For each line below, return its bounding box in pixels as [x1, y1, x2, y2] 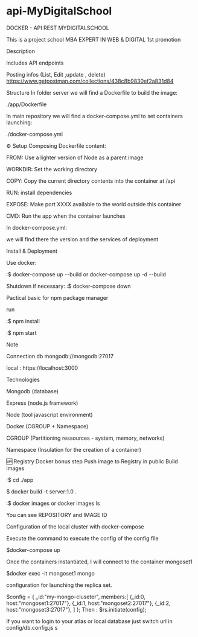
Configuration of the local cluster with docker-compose [6, 523, 144, 530]
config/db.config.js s [6, 624, 59, 631]
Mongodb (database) [6, 387, 59, 395]
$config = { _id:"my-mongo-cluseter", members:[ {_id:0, [6, 593, 146, 600]
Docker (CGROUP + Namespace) [6, 422, 89, 429]
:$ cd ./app [6, 476, 34, 483]
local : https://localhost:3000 [6, 364, 78, 372]
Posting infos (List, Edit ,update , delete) [6, 71, 106, 78]
